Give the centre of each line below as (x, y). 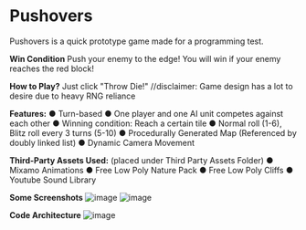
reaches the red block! (52, 68)
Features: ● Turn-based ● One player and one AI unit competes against (147, 113)
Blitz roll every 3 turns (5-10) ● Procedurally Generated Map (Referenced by (153, 132)
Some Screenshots (47, 197)
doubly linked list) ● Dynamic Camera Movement (102, 142)
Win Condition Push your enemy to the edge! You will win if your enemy (145, 58)
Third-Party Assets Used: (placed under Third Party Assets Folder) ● (142, 160)
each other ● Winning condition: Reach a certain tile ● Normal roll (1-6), (146, 123)
